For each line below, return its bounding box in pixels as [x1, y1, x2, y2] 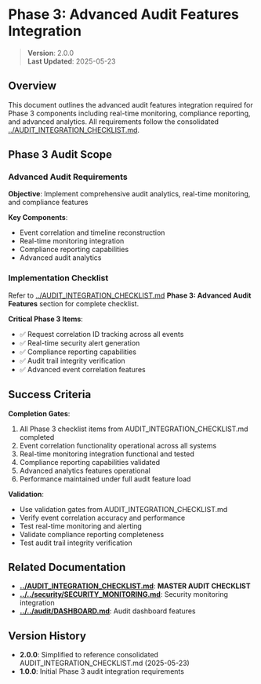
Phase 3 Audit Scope [8, 148, 112, 162]
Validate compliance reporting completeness [19, 529, 165, 539]
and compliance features [8, 198, 89, 207]
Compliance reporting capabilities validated [19, 457, 161, 466]
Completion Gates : [8, 408, 71, 418]
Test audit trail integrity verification [19, 538, 132, 547]
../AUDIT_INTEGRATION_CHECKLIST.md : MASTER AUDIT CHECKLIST [19, 581, 251, 591]
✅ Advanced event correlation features [19, 364, 147, 374]
